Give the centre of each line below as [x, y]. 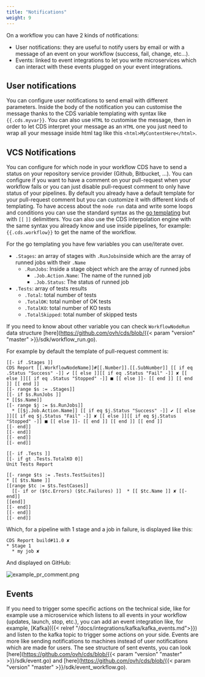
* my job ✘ [26, 551]
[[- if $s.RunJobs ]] [34, 395]
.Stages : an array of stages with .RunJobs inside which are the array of [103, 256]
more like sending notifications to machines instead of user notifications [97, 641]
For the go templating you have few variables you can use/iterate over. [95, 244]
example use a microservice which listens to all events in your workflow [97, 615]
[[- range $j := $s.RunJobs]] [45, 406]
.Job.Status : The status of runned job [81, 282]
